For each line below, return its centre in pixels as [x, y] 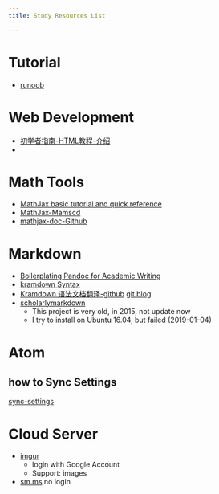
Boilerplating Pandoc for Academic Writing [90, 276]
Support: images [59, 473]
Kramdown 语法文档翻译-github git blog [85, 294]
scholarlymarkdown [53, 303]
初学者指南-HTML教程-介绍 [65, 141]
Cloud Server [53, 434]
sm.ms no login [45, 482]
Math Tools [46, 182]
